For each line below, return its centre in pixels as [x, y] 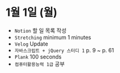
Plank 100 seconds [38, 57]
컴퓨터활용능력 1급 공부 [39, 64]
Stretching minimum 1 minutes [53, 37]
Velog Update [31, 44]
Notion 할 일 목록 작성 [40, 30]
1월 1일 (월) [32, 12]
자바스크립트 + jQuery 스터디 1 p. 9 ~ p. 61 [64, 50]
